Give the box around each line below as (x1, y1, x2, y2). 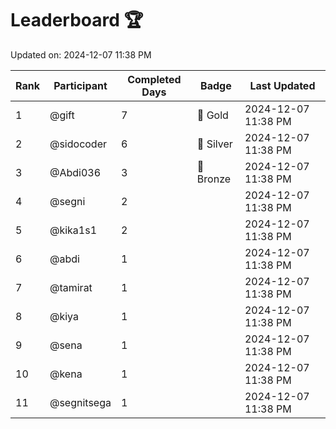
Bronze (196, 172, 232, 186)
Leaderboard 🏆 (10, 9, 144, 32)
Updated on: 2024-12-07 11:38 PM (10, 48, 152, 61)
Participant (53, 78, 108, 92)
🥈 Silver (196, 137, 233, 151)
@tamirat (49, 280, 93, 294)
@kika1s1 (49, 223, 98, 237)
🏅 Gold (196, 108, 229, 122)
